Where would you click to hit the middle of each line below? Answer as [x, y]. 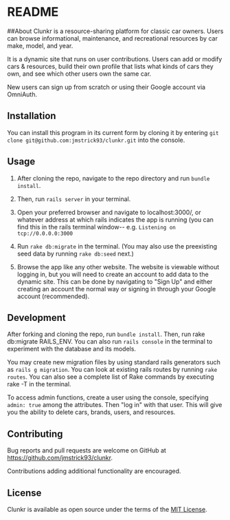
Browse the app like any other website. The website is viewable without [118, 267]
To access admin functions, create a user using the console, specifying [108, 397]
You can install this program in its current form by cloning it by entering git [113, 132]
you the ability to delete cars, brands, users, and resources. [91, 412]
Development [37, 318]
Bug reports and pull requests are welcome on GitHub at [87, 450]
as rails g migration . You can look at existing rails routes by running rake [112, 370]
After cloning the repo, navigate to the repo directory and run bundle [113, 178]
